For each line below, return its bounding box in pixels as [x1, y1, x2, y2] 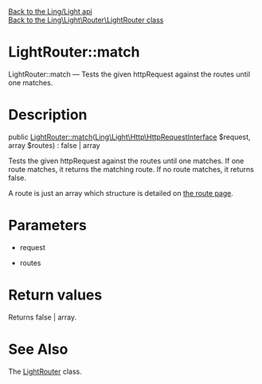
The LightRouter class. [8, 366, 82, 376]
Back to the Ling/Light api [8, 7, 93, 16]
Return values [8, 286, 103, 304]
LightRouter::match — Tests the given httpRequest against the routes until [8, 69, 251, 79]
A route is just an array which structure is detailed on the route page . [8, 188, 233, 198]
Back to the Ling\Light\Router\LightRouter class [8, 15, 164, 25]
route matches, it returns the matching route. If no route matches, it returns [8, 164, 255, 174]
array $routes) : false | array [8, 140, 101, 150]
